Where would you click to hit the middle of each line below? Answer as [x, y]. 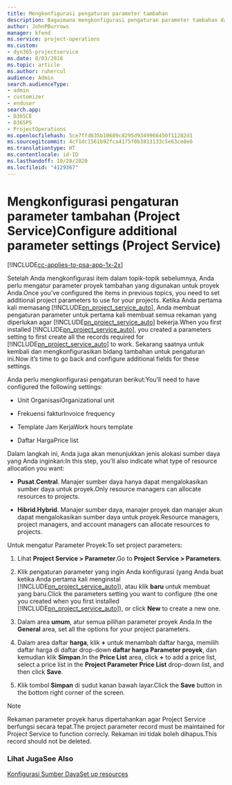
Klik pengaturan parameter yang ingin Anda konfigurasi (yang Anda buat [120, 572]
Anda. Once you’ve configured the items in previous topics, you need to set [113, 292]
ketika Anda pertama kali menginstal [69, 579]
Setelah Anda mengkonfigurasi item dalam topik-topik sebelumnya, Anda [111, 278]
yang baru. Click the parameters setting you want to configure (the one [117, 593]
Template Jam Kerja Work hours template [75, 427]
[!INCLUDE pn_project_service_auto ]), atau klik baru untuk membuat [114, 586]
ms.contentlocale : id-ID [43, 155]
